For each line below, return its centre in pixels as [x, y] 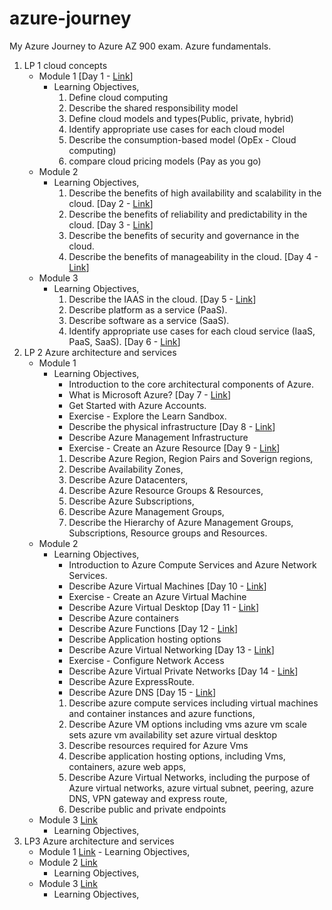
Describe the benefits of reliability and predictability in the [188, 214]
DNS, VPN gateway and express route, [148, 798]
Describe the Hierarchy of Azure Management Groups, [181, 522]
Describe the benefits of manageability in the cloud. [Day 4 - [193, 256]
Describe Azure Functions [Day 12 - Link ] [153, 628]
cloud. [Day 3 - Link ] [111, 224]
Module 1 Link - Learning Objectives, [114, 851]
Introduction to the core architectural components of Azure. [191, 384]
